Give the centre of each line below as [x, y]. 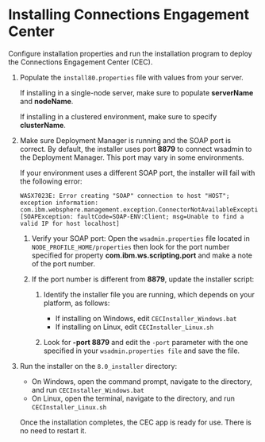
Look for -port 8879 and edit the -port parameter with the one [146, 342]
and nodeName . [46, 101]
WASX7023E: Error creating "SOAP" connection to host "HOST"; [125, 196]
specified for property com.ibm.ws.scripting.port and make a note [142, 255]
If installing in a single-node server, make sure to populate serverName [136, 92]
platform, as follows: [77, 303]
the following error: [51, 181]
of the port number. [63, 263]
